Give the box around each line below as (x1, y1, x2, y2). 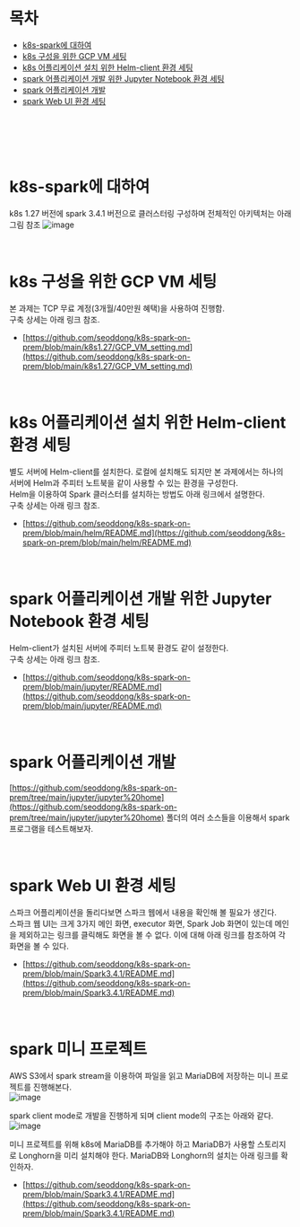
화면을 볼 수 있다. (9, 940, 70, 951)
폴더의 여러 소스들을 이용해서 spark (166, 812, 290, 823)
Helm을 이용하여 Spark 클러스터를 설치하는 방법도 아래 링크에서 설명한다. (9, 489, 266, 499)
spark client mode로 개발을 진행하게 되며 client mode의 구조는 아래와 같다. (9, 1110, 274, 1121)
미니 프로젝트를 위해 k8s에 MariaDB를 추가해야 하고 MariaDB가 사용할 (9, 1138, 255, 1150)
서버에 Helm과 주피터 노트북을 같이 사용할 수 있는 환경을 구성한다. (9, 477, 239, 488)
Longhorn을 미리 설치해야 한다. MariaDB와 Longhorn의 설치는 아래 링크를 (18, 1150, 279, 1161)
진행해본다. (32, 1081, 73, 1092)
